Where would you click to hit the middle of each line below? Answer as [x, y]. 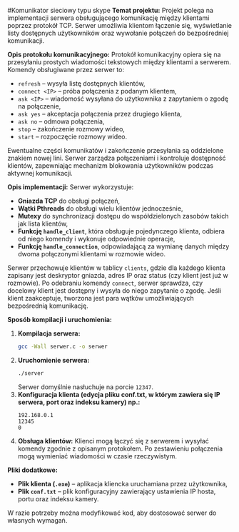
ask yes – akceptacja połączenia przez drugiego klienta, [100, 114]
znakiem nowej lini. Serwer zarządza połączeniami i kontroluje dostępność [117, 158]
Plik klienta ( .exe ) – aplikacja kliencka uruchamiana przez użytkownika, [123, 483]
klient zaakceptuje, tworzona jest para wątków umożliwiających [101, 298]
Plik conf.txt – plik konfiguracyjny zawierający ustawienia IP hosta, [117, 491]
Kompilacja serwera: [49, 333]
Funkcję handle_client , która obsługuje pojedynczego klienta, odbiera [121, 231]
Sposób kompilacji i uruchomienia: [60, 320]
